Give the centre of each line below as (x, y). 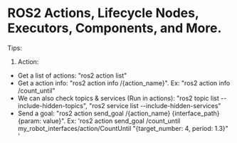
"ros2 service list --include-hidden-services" (155, 105)
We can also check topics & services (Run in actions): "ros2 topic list (118, 98)
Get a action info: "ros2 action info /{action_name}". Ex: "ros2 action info (124, 83)
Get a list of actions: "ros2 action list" (72, 75)
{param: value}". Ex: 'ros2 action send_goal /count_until (99, 121)
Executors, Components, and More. (115, 28)
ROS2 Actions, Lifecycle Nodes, (103, 13)
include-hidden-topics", (52, 105)
